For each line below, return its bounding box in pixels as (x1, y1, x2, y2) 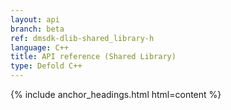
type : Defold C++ (10, 61, 83, 71)
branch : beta (10, 24, 65, 34)
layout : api (10, 14, 60, 25)
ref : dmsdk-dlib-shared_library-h (10, 33, 155, 43)
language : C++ (10, 42, 70, 53)
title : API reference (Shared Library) (10, 52, 177, 62)
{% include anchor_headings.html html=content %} (10, 89, 222, 100)
